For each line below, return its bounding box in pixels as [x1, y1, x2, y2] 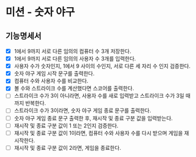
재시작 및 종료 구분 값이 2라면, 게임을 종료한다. [14, 144, 122, 151]
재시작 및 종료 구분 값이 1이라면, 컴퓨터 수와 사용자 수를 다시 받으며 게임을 [14, 129, 184, 136]
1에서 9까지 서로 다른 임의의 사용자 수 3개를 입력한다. [14, 55, 136, 62]
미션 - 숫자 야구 [5, 5, 75, 19]
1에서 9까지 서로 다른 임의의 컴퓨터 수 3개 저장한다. [14, 48, 131, 55]
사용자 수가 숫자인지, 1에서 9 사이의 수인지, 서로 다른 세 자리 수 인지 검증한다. [14, 63, 191, 70]
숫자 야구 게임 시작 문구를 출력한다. [14, 70, 95, 77]
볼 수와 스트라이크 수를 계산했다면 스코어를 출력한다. [14, 85, 134, 92]
